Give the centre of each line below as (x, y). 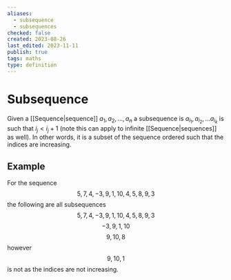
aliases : (20, 13)
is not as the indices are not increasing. (63, 270)
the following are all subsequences (57, 205)
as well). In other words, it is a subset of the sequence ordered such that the (115, 137)
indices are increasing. (39, 144)
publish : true (28, 53)
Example (26, 166)
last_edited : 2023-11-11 (43, 46)
